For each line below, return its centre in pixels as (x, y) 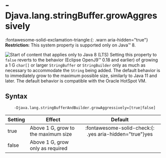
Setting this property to (133, 54)
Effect (53, 119)
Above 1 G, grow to (52, 128)
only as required (48, 148)
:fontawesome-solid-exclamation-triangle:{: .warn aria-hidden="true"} (77, 39)
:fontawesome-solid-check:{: (120, 128)
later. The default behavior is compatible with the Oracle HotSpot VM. (76, 80)
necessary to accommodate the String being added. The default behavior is (83, 70)
